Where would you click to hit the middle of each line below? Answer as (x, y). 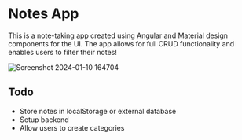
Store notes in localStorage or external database (98, 111)
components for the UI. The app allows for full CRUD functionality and (121, 43)
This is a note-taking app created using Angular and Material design (118, 35)
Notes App (44, 14)
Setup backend (44, 120)
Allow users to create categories (72, 127)
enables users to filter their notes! (63, 52)
